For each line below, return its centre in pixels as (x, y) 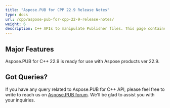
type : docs (17, 15)
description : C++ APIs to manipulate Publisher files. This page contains (86, 29)
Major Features (30, 49)
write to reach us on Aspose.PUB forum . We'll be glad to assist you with (80, 94)
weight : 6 (16, 24)
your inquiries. (20, 100)
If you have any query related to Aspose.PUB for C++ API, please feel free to (85, 89)
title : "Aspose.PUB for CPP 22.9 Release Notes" (57, 10)
